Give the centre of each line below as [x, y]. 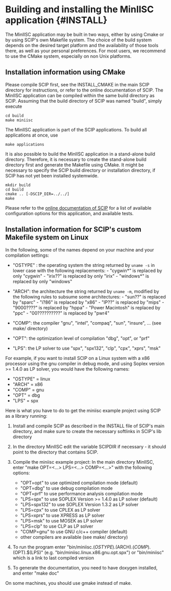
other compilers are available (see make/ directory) [74, 537]
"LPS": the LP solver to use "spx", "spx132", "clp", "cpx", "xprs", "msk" [87, 348]
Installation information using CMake [65, 72]
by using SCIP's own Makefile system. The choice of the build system [79, 40]
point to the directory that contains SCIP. [55, 452]
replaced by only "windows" [42, 281]
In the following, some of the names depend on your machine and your [80, 249]
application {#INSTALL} [56, 20]
